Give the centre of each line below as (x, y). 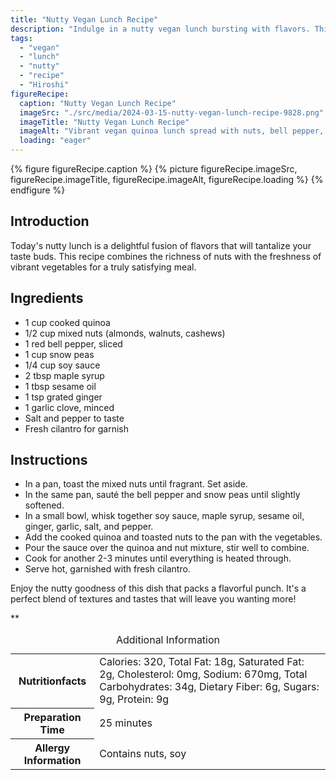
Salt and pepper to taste (74, 418)
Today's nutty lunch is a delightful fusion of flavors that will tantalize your (161, 245)
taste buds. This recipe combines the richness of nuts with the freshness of (166, 256)
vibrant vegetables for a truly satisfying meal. (103, 267)
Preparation (52, 717)
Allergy (52, 748)
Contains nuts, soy (143, 753)
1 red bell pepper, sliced (73, 343)
